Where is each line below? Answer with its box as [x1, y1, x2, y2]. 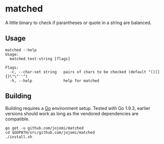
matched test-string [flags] [9, 56, 70, 61]
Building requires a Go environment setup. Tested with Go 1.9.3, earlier [5, 105, 150, 111]
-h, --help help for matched [9, 78, 99, 83]
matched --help [5, 47, 37, 53]
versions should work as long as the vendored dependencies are [5, 110, 139, 116]
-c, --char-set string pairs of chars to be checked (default [9, 69, 146, 74]
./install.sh [5, 134, 32, 139]
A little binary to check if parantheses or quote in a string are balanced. [5, 20, 151, 26]
